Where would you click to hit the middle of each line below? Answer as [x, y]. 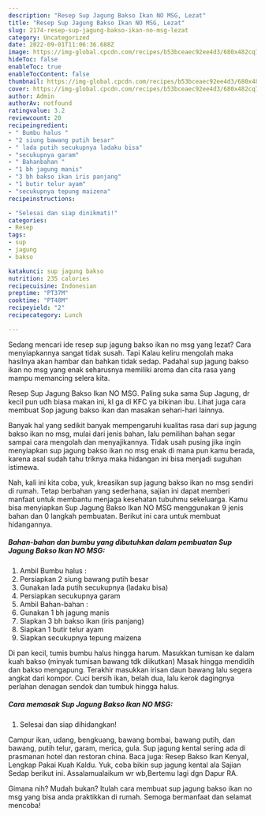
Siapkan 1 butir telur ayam [62, 629]
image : [19, 52]
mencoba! [24, 805]
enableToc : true [35, 67]
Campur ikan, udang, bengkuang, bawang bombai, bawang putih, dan [121, 740]
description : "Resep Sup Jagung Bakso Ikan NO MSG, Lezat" [107, 15]
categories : [28, 220]
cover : [19, 89]
